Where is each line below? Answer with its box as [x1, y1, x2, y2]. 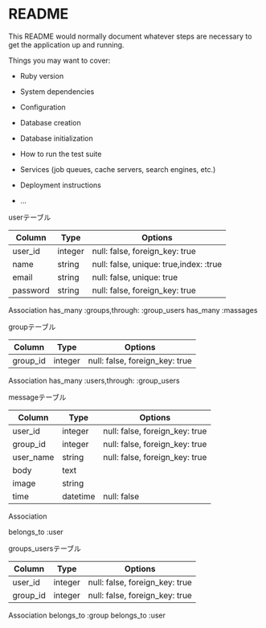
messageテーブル [8, 392, 67, 402]
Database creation [19, 117, 82, 127]
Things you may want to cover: [8, 55, 111, 65]
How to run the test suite [19, 149, 102, 158]
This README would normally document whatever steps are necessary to [8, 31, 252, 41]
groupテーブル [8, 322, 56, 331]
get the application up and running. [8, 39, 125, 49]
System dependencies [19, 86, 95, 96]
